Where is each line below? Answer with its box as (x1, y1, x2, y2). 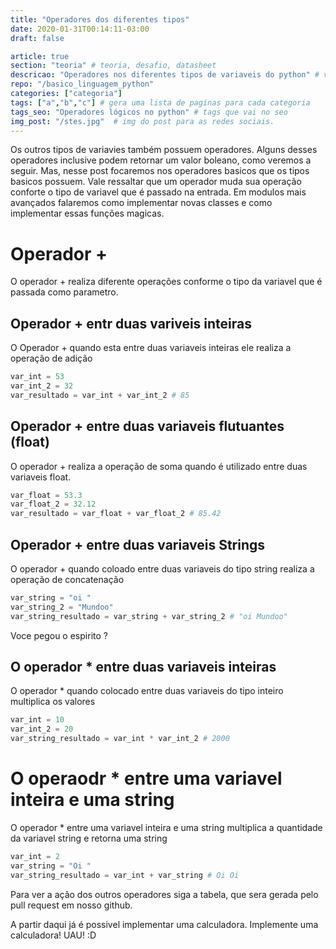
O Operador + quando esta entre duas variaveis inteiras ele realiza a (10, 342, 292, 354)
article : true (10, 51, 70, 61)
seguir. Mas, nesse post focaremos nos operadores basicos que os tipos (10, 165, 310, 177)
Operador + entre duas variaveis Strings (10, 536, 266, 553)
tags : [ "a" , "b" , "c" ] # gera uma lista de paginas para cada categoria (10, 97, 311, 108)
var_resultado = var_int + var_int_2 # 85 (10, 390, 190, 400)
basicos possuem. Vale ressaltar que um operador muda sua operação (10, 176, 302, 188)
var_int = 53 (10, 372, 65, 382)
